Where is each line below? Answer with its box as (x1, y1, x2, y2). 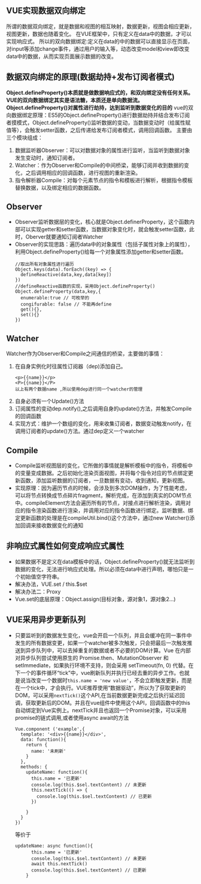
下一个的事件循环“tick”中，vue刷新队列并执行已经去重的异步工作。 (14, 669, 179, 676)
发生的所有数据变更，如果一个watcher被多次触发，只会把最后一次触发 (14, 639, 187, 646)
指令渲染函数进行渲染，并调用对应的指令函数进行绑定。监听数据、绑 (25, 507, 193, 514)
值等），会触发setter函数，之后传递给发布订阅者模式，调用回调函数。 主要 (6, 126, 187, 134)
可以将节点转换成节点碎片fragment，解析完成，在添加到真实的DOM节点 (14, 492, 192, 499)
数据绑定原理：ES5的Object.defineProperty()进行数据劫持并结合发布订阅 (11, 111, 190, 119)
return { (26, 741, 48, 747)
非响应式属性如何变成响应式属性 (6, 541, 124, 551)
